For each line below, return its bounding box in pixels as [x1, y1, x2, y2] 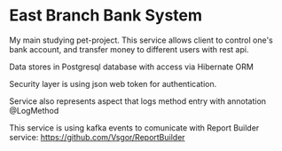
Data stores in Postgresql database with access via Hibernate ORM [9, 61, 255, 72]
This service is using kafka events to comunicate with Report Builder [9, 122, 260, 133]
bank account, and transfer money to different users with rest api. [9, 44, 249, 54]
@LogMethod [9, 105, 59, 115]
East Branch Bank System [9, 5, 202, 26]
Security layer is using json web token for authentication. [9, 78, 217, 89]
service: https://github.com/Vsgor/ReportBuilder [9, 131, 185, 142]
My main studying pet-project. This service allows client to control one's [9, 35, 273, 45]
